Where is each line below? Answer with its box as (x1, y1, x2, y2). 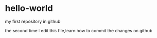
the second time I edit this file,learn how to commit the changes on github (5, 28, 153, 33)
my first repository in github (5, 19, 61, 24)
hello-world (5, 3, 53, 14)
